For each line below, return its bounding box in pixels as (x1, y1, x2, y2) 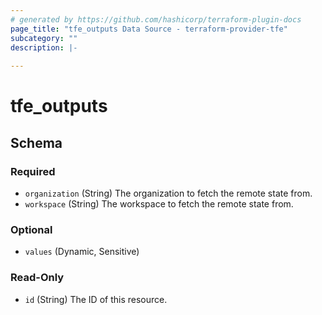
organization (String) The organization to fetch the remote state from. (24, 187, 313, 199)
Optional (10, 222, 53, 236)
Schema (10, 134, 63, 151)
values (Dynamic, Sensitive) (24, 246, 140, 258)
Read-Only (10, 271, 65, 285)
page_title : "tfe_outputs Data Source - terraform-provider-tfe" (10, 24, 288, 34)
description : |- (10, 42, 78, 53)
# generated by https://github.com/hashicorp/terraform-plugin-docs (10, 14, 302, 25)
